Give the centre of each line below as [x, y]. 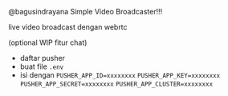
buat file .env [42, 66]
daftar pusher [43, 58]
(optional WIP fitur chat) [48, 42]
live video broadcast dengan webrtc [68, 27]
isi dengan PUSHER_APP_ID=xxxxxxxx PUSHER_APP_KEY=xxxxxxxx [120, 75]
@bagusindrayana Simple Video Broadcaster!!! [85, 12]
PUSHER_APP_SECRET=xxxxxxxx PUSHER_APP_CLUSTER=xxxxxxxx [116, 84]
